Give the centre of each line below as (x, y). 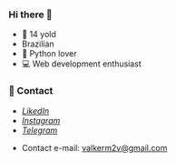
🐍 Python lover (49, 54)
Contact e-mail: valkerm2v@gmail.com (94, 147)
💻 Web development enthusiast (81, 64)
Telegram (39, 130)
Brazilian (38, 44)
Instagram (41, 120)
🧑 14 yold (39, 35)
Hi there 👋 (31, 15)
